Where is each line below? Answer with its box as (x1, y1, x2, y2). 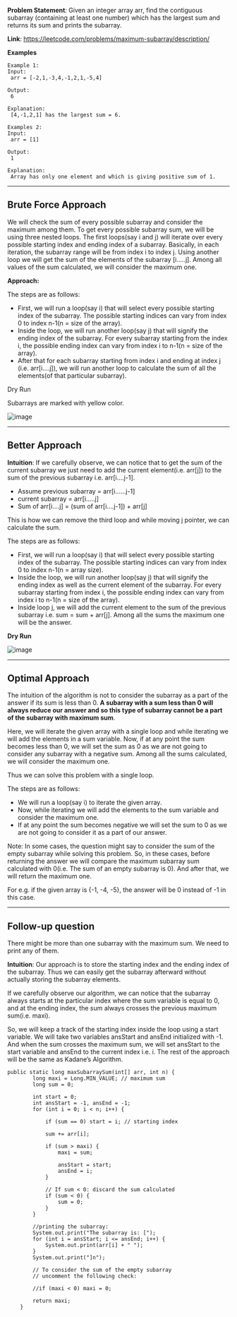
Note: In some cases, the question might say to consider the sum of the (7, 842, 215, 850)
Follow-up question (7, 920, 95, 932)
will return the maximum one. (7, 872, 92, 881)
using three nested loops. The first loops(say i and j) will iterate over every (7, 232, 224, 241)
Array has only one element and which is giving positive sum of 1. (10, 173, 217, 180)
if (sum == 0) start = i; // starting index (44, 1119, 178, 1126)
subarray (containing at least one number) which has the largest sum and (7, 13, 221, 22)
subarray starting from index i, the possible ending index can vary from (17, 588, 224, 596)
